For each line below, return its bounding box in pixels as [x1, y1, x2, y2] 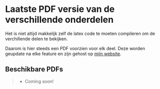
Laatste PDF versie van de [5, 3, 115, 15]
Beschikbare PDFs [5, 65, 63, 74]
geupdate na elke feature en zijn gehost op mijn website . [5, 51, 122, 57]
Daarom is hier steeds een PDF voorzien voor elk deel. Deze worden [5, 45, 146, 51]
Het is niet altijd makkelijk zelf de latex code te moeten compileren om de [5, 30, 156, 36]
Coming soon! [24, 78, 54, 84]
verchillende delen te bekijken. [5, 36, 68, 42]
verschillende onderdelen [5, 14, 114, 25]
